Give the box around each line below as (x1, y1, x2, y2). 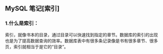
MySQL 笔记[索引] (5, 4, 60, 13)
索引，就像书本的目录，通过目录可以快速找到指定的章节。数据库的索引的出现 (5, 32, 158, 37)
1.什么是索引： (5, 20, 39, 27)
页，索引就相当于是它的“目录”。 (5, 43, 69, 49)
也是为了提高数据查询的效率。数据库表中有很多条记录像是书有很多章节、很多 (5, 38, 158, 43)
